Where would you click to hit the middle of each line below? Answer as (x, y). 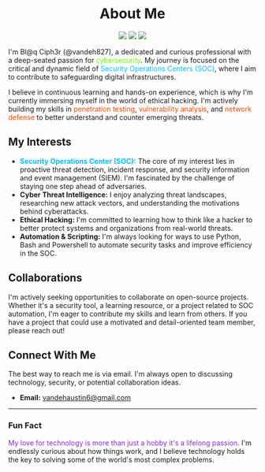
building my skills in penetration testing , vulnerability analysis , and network (130, 109)
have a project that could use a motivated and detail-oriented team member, (132, 322)
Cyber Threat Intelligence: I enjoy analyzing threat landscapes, (123, 195)
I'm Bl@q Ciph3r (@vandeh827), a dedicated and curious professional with (130, 51)
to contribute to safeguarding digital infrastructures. (92, 76)
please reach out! (37, 330)
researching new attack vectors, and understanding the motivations (129, 203)
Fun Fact (25, 426)
